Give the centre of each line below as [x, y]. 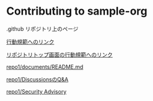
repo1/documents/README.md [45, 67]
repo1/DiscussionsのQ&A [37, 79]
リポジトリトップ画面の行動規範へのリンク [59, 54]
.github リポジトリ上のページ [42, 29]
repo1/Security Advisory [36, 91]
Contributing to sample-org [77, 11]
